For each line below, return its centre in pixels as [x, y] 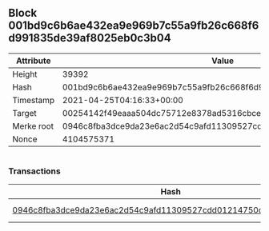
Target [25, 113]
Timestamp [34, 100]
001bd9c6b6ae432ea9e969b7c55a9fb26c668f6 [134, 26]
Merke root [33, 125]
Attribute [33, 61]
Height [25, 74]
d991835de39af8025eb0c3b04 [90, 38]
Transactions [35, 171]
